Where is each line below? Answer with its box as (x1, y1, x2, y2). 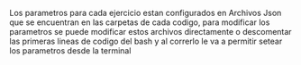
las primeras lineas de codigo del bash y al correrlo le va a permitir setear (9, 36, 283, 46)
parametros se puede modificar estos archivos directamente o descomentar (9, 27, 292, 37)
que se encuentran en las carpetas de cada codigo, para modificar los (9, 17, 270, 28)
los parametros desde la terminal (9, 45, 132, 56)
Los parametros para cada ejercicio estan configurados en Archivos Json (9, 8, 282, 18)
